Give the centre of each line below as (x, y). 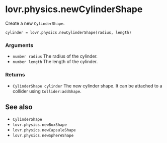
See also (19, 107)
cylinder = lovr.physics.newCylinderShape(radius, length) (68, 32)
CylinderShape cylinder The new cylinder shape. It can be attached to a (87, 86)
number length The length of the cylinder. (55, 62)
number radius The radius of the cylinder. (55, 56)
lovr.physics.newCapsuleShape (44, 130)
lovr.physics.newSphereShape (43, 136)
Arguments (19, 45)
